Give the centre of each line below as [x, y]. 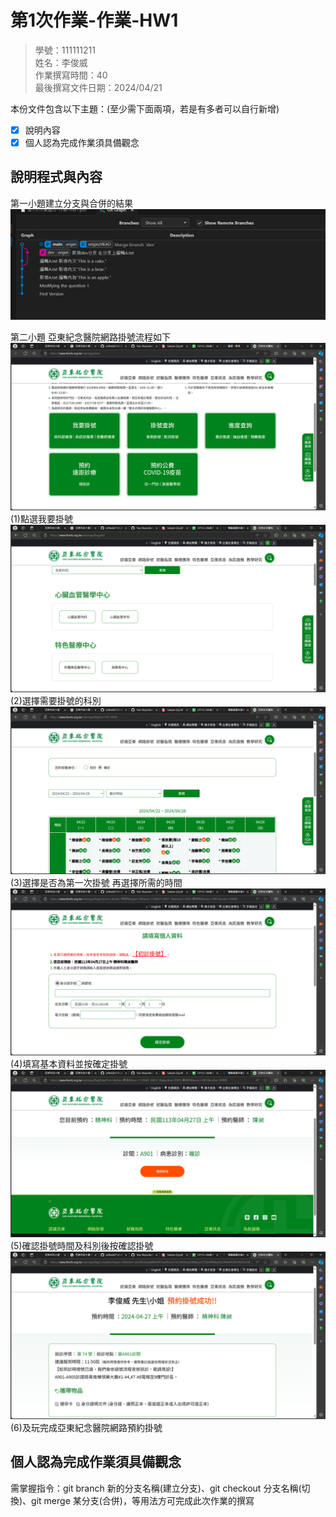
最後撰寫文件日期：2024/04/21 [98, 87]
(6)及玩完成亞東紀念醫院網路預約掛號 [86, 1427]
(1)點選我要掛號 [41, 519]
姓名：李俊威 [61, 62]
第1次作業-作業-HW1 [94, 20]
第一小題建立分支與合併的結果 [71, 203]
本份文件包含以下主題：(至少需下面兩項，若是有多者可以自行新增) [145, 108]
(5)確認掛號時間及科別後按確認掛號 [82, 1246]
